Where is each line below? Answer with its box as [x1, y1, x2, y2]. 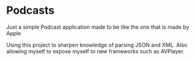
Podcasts [6, 4, 55, 17]
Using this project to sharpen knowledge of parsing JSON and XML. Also [6, 41, 188, 48]
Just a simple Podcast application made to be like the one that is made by [6, 23, 190, 30]
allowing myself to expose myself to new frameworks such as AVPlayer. [6, 47, 185, 54]
